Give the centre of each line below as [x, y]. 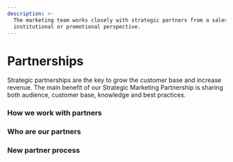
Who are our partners [44, 131]
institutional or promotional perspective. [77, 26]
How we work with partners [55, 113]
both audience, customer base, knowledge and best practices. [96, 95]
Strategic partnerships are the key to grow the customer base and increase [114, 80]
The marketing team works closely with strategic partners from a [111, 20]
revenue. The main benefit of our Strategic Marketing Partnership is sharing [115, 88]
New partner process [44, 150]
